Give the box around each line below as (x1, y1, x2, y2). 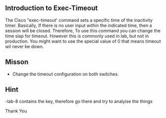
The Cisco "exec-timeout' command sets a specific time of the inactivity (5, 17, 153, 23)
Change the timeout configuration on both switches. (12, 71, 119, 77)
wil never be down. (5, 43, 44, 49)
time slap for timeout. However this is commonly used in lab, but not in (5, 33, 149, 39)
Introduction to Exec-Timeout (5, 4, 98, 12)
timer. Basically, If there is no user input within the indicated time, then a (5, 22, 152, 28)
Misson (5, 58, 29, 66)
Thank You (5, 108, 27, 114)
